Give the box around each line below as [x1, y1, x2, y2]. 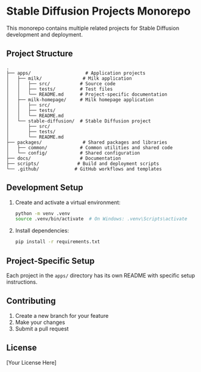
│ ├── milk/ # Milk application [6, 75, 132, 82]
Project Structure [6, 49, 73, 59]
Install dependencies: [15, 227, 69, 234]
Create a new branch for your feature [15, 312, 109, 319]
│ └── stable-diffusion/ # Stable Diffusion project [6, 118, 151, 124]
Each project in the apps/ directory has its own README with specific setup [6, 272, 196, 279]
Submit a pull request [15, 325, 69, 332]
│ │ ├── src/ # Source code [6, 80, 116, 86]
